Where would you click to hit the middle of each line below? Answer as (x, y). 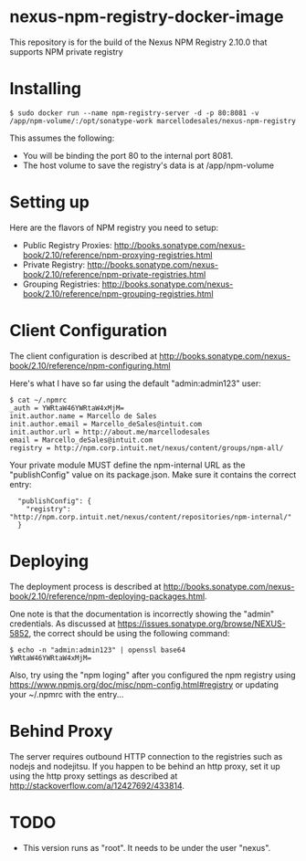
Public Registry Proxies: (67, 245)
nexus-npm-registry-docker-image (147, 17)
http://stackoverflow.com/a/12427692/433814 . (97, 785)
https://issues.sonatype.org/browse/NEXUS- (201, 624)
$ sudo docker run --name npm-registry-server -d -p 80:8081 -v (134, 113)
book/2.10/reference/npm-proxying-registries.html (117, 255)
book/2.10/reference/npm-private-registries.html (114, 274)
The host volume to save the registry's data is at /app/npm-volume (148, 165)
